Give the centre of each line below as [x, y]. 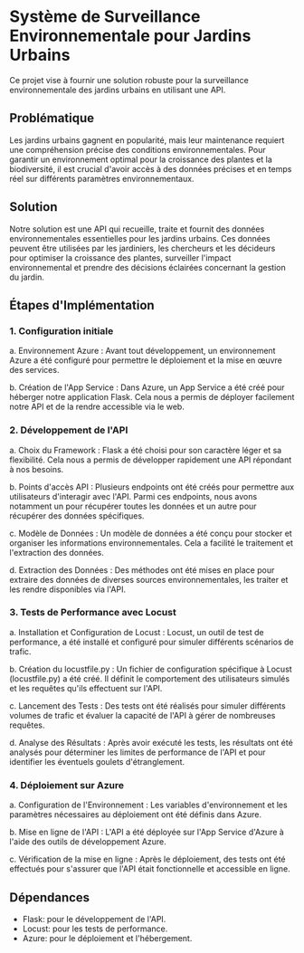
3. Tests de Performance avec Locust [93, 613]
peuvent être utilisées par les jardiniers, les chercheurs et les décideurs [142, 248]
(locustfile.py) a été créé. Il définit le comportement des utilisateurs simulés [150, 678]
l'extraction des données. [57, 552]
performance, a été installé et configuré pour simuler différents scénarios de [152, 642]
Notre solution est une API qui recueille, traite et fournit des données [137, 229]
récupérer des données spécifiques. [77, 515]
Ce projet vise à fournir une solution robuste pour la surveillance [129, 80]
